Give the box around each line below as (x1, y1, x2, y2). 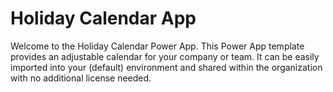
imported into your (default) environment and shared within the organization (10, 61, 323, 73)
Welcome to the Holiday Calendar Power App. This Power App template (10, 40, 305, 52)
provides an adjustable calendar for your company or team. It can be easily (10, 50, 320, 62)
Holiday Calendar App (10, 7, 197, 30)
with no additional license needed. (10, 72, 152, 84)
